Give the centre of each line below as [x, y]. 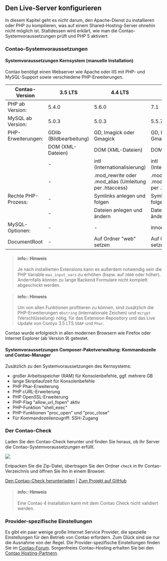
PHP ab [16, 104]
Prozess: [18, 202]
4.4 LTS [120, 92]
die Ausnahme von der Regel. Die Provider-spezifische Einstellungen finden [83, 543]
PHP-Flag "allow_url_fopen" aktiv [46, 402]
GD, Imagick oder [115, 132]
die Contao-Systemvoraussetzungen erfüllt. [50, 447]
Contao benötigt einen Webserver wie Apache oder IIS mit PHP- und [75, 72]
